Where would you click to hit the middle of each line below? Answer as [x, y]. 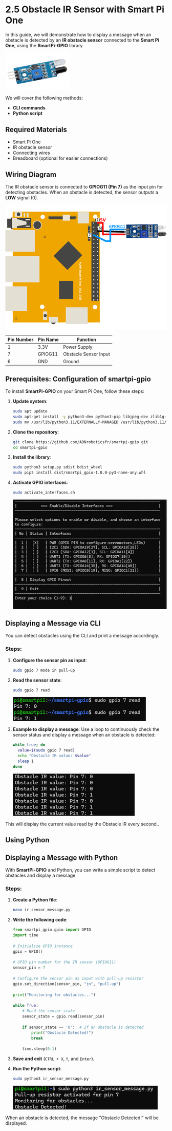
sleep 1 [26, 761]
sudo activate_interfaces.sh [44, 493]
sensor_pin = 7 [29, 968]
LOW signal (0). [22, 198]
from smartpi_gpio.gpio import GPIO [52, 930]
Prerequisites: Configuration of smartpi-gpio [78, 379]
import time [25, 935]
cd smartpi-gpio [30, 447]
